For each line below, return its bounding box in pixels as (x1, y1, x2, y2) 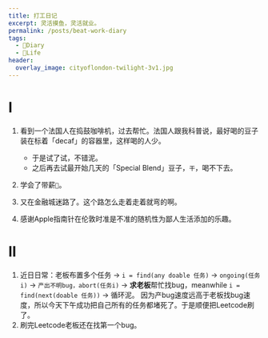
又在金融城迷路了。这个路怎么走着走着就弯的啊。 (19, 197, 182, 207)
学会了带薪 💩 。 (19, 179, 66, 189)
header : (8, 57, 34, 65)
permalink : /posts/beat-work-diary (8, 26, 127, 34)
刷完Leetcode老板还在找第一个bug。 (19, 320, 142, 329)
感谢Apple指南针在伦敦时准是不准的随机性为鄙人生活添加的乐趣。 (19, 214, 236, 223)
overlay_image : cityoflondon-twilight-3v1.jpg (15, 64, 174, 72)
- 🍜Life (15, 49, 42, 57)
